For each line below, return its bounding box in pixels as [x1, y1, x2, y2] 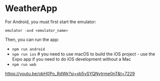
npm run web [12, 62, 36, 67]
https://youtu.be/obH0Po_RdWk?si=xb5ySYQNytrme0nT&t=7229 [5, 70, 135, 76]
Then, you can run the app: [5, 37, 59, 42]
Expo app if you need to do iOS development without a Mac [12, 56, 131, 62]
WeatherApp [5, 3, 57, 14]
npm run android [12, 47, 45, 52]
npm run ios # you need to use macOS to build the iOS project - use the [12, 51, 156, 57]
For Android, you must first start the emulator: [5, 19, 96, 25]
